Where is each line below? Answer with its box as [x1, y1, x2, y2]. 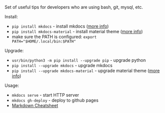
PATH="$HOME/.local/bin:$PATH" [11, 39, 76, 44]
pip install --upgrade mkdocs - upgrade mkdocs [11, 63, 113, 68]
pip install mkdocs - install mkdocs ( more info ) [11, 23, 109, 29]
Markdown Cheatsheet [11, 103, 59, 108]
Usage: [4, 82, 19, 88]
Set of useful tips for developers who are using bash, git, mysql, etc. [4, 4, 143, 10]
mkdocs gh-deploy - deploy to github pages [11, 97, 99, 103]
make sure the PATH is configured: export [11, 34, 97, 39]
